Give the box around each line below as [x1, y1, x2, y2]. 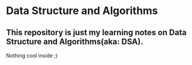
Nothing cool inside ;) [6, 52, 58, 59]
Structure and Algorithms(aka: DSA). [6, 36, 143, 46]
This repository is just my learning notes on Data [6, 28, 187, 37]
